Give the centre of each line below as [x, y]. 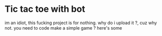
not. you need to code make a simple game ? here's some [63, 28]
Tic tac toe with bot [45, 9]
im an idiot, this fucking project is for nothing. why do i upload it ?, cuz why [81, 23]
